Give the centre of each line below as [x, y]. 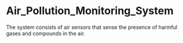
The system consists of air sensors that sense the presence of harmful [92, 27]
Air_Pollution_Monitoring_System [90, 11]
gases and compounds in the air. [46, 33]
